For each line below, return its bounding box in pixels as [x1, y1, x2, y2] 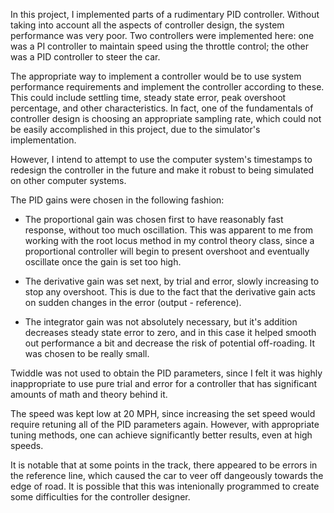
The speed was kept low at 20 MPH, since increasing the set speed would [10, 408, 316, 419]
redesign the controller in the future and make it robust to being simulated [10, 164, 315, 176]
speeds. [10, 440, 44, 451]
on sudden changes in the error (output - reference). [24, 297, 242, 308]
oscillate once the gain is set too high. [24, 256, 182, 268]
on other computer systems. [10, 175, 127, 186]
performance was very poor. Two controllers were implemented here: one [10, 30, 315, 41]
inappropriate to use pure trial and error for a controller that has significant [10, 378, 318, 389]
